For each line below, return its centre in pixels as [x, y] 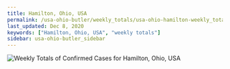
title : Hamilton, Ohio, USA [47, 13]
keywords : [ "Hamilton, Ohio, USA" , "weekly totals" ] [84, 32]
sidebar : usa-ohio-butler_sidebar [56, 39]
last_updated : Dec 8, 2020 [46, 26]
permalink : [23, 20]
